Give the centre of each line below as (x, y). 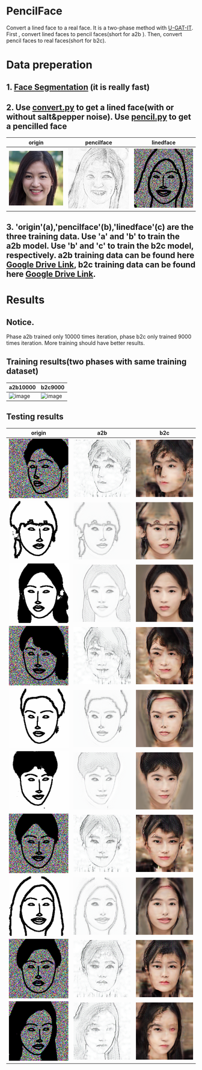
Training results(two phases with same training (96, 362)
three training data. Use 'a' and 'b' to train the (93, 236)
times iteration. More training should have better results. (76, 343)
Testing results (35, 417)
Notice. (20, 322)
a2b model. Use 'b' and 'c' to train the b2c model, (100, 246)
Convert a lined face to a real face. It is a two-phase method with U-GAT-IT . (100, 28)
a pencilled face (37, 126)
